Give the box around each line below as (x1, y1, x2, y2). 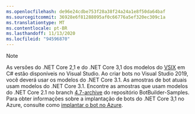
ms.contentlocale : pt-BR (6, 25, 68, 31)
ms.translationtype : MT (6, 19, 65, 25)
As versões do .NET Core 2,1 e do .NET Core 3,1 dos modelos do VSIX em (6, 64, 186, 71)
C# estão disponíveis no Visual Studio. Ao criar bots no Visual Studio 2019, (6, 70, 188, 77)
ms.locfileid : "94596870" (6, 36, 70, 42)
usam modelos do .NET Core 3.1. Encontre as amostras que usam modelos (6, 83, 188, 89)
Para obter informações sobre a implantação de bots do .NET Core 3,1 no (6, 95, 185, 102)
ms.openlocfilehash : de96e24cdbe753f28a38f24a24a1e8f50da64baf (6, 8, 166, 15)
